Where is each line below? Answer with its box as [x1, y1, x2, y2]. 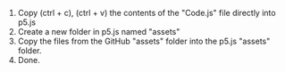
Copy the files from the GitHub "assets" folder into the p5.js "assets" [17, 36, 271, 46]
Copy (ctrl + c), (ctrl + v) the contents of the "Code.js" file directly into [17, 8, 276, 18]
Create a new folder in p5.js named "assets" [17, 27, 180, 36]
